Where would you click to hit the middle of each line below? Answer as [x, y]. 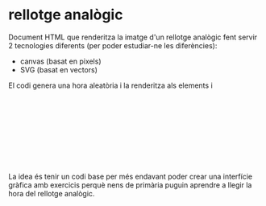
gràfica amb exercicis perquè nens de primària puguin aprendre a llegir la [130, 185]
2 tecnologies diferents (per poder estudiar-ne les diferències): [113, 45]
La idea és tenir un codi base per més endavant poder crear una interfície [130, 176]
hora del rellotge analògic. [52, 193]
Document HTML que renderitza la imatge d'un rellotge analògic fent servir [133, 37]
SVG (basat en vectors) [59, 69]
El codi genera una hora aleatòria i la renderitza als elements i [111, 85]
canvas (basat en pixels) [61, 61]
